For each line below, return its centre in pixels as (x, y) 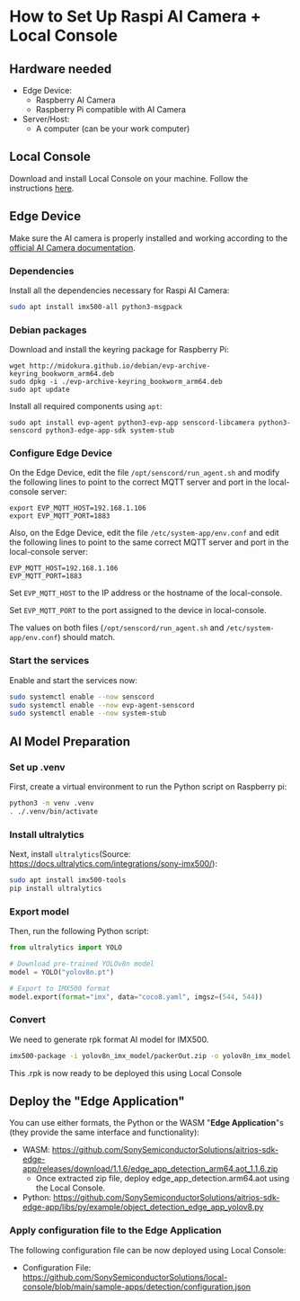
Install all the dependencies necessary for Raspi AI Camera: (119, 290)
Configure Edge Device (61, 453)
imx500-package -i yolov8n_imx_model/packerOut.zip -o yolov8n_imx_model (150, 1056)
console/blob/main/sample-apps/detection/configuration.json (137, 1287)
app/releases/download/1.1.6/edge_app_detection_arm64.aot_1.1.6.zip (150, 1169)
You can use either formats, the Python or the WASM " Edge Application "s (147, 1123)
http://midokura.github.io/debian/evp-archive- (120, 366)
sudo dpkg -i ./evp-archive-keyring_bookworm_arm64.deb (116, 382)
